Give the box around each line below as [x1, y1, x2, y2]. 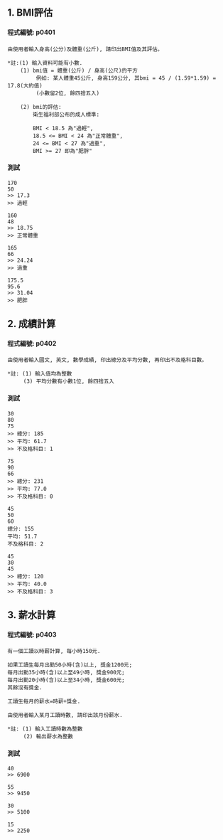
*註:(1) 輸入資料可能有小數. [7, 59, 83, 66]
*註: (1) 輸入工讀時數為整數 [7, 725, 83, 733]
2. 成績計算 [7, 318, 56, 330]
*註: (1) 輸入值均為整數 [7, 371, 72, 378]
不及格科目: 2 [7, 540, 44, 548]
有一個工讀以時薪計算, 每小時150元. [7, 648, 101, 655]
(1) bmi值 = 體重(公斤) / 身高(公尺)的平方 [20, 67, 138, 74]
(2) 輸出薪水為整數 [23, 733, 73, 740]
